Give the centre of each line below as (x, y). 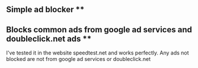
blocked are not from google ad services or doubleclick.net (79, 59)
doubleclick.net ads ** (49, 38)
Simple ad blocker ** (45, 10)
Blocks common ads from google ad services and (99, 30)
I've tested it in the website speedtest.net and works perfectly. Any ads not (98, 53)
